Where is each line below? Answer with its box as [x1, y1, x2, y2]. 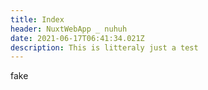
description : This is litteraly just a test [10, 42, 199, 53]
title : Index [10, 14, 65, 25]
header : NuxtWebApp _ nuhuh [10, 24, 128, 34]
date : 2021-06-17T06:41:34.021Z [10, 33, 145, 43]
